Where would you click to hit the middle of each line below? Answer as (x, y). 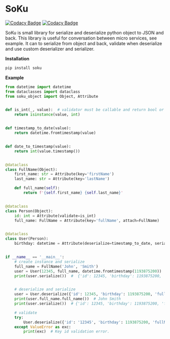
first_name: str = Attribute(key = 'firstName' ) (64, 174)
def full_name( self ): (37, 188)
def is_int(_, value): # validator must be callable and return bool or (85, 110)
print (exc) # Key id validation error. (67, 332)
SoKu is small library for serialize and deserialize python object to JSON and (84, 32)
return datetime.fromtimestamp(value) (55, 133)
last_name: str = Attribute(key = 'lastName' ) (62, 179)
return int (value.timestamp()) (47, 151)
